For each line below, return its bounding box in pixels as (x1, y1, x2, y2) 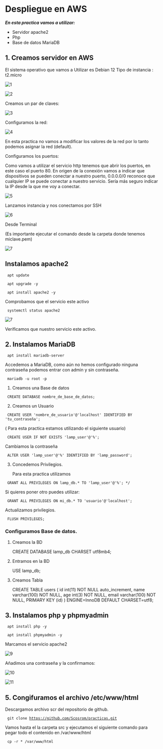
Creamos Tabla (12, 577, 43, 583)
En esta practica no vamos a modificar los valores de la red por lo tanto (5, 138, 149, 144)
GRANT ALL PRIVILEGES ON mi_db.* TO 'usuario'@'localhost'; (7, 499, 133, 504)
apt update (7, 273, 29, 278)
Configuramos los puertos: (5, 153, 59, 159)
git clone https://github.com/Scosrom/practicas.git (7, 716, 117, 721)
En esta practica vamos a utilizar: (5, 20, 75, 25)
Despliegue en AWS (5, 3, 87, 15)
